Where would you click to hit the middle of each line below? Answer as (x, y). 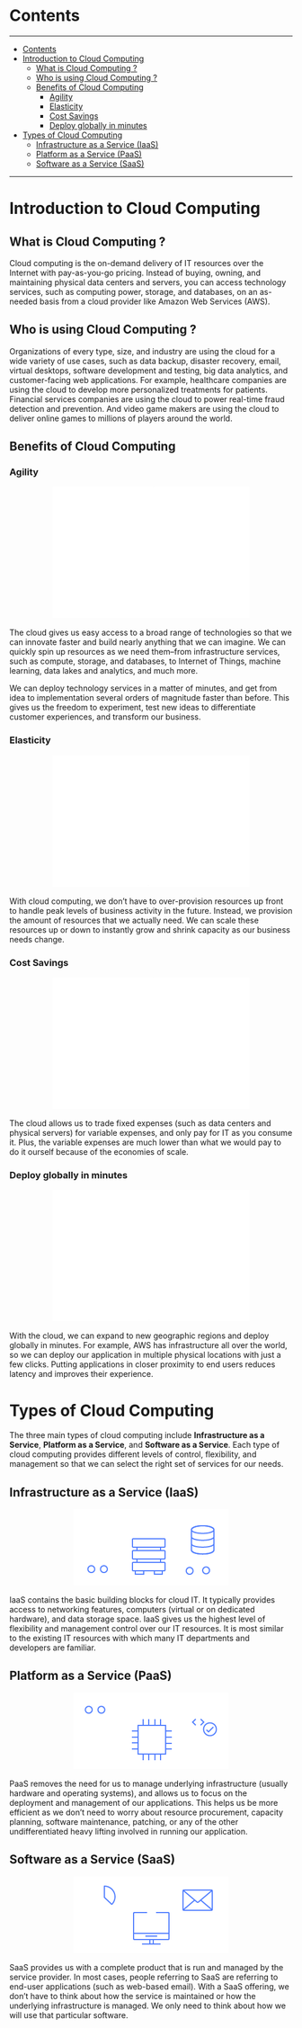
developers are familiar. (53, 1648)
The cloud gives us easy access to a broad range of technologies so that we (151, 633)
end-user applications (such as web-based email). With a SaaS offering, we (149, 1986)
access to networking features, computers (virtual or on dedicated (132, 1610)
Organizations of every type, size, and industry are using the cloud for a (142, 351)
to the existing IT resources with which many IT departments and (129, 1639)
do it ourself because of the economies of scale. (99, 1152)
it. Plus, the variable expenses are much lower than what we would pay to (145, 1142)
